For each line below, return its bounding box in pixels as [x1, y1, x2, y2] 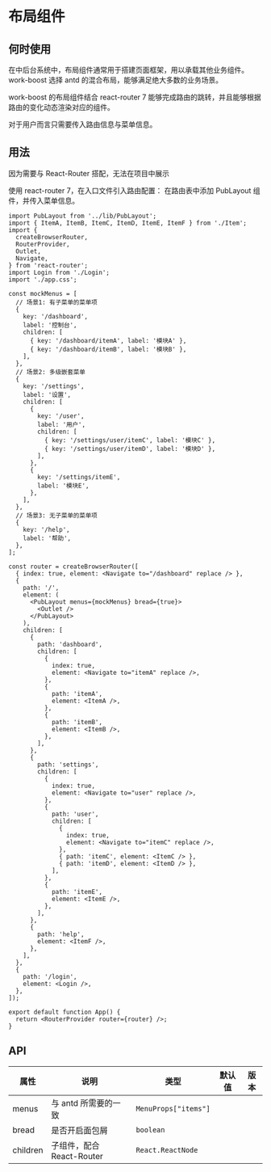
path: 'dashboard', [37, 640, 103, 648]
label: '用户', [37, 420, 86, 428]
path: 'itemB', [51, 718, 103, 726]
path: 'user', [51, 810, 99, 818]
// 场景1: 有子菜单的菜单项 [15, 298, 98, 306]
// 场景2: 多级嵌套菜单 [15, 368, 86, 376]
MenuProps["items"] [135, 1104, 211, 1113]
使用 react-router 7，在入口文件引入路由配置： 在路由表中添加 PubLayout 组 [8, 185, 261, 195]
